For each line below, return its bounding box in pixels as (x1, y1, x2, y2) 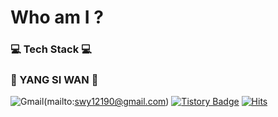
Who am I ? (10, 6, 104, 29)
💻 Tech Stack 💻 (10, 42, 92, 56)
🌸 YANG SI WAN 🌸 (10, 73, 99, 87)
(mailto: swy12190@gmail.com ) (43, 96, 170, 108)
